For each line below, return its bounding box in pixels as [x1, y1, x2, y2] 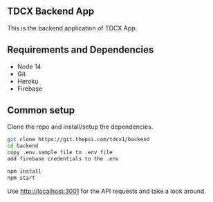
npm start [7, 174, 36, 181]
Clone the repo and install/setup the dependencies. [7, 122, 154, 131]
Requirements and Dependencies [7, 44, 154, 56]
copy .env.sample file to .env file [7, 149, 113, 156]
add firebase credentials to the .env [7, 156, 119, 163]
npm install [7, 167, 41, 175]
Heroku [17, 77, 39, 85]
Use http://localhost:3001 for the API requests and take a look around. [7, 187, 206, 195]
